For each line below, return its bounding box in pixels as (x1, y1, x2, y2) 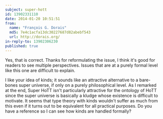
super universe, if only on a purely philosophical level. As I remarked (19, 82, 157, 88)
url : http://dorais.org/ (9, 35, 60, 40)
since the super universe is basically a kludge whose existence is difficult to (5, 93, 158, 98)
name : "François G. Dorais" (9, 25, 67, 30)
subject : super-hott (5, 7, 47, 12)
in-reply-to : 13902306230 (5, 39, 58, 44)
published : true (5, 44, 38, 48)
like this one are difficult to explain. (5, 67, 75, 73)
